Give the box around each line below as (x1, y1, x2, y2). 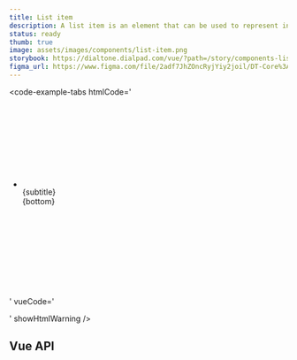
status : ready (9, 29, 62, 38)
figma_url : (9, 63, 49, 72)
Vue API (9, 339, 55, 354)
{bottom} (21, 195, 56, 206)
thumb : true (9, 37, 53, 47)
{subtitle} (21, 187, 56, 197)
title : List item (9, 12, 73, 22)
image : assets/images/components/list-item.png (9, 46, 188, 55)
